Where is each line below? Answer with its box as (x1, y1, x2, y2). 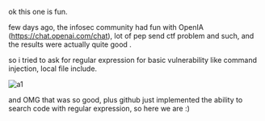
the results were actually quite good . (8, 40, 132, 49)
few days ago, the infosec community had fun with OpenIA (8, 23, 204, 31)
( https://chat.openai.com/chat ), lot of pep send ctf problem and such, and (8, 31, 254, 40)
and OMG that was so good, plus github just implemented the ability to (8, 95, 243, 104)
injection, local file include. (8, 64, 98, 73)
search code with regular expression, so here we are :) (8, 104, 190, 113)
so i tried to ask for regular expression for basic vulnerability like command (8, 56, 257, 65)
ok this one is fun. (8, 7, 68, 16)
